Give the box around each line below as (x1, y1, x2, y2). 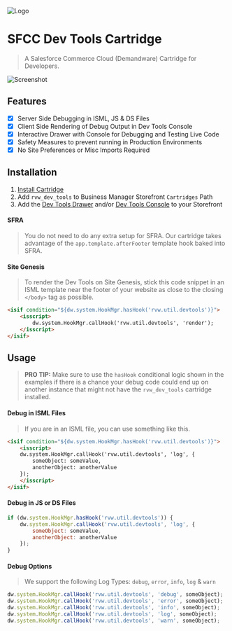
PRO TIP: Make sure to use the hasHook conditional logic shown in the (24, 370, 224, 379)
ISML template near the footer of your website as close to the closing (24, 286, 224, 294)
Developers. (24, 62, 59, 70)
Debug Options (7, 562, 52, 570)
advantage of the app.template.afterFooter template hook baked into (24, 239, 226, 248)
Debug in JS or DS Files (7, 499, 76, 507)
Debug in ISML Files (7, 409, 66, 417)
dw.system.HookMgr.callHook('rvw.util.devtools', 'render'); (32, 319, 215, 327)
